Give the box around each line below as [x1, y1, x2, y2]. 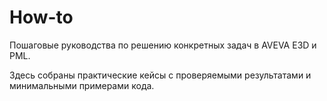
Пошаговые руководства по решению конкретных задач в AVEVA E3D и [9, 39, 317, 51]
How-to [9, 6, 74, 29]
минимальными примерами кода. [9, 79, 155, 91]
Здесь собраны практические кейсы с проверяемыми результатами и [9, 69, 312, 81]
